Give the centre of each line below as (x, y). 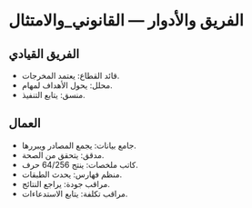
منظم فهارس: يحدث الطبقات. (72, 174)
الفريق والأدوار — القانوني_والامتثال (126, 20)
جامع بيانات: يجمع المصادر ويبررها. (79, 145)
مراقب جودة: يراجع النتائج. (66, 183)
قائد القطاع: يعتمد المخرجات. (71, 75)
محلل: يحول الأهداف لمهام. (67, 85)
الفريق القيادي (44, 54)
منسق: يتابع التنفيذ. (53, 95)
